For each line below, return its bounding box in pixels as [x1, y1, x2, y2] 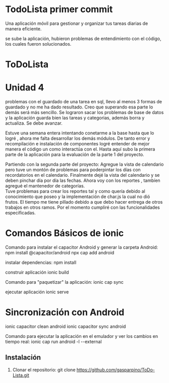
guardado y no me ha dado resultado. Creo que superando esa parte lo [5, 104, 153, 110]
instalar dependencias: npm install [5, 259, 77, 265]
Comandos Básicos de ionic [5, 227, 124, 239]
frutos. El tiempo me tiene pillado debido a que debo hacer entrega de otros [5, 199, 163, 205]
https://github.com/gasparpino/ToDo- [76, 366, 155, 373]
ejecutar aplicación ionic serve [5, 289, 69, 295]
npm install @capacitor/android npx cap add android [5, 250, 115, 255]
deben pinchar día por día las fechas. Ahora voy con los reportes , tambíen [5, 177, 160, 183]
